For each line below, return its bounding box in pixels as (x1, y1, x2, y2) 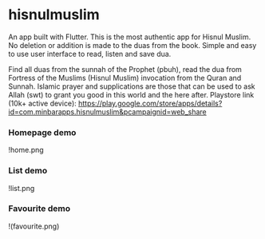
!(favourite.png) (8, 221, 60, 231)
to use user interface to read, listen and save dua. (8, 49, 172, 58)
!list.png (8, 183, 35, 193)
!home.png (8, 145, 44, 155)
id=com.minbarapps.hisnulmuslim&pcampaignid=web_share (8, 106, 208, 117)
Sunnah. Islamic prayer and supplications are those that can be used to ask (8, 82, 255, 91)
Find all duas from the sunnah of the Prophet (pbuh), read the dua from (8, 64, 242, 74)
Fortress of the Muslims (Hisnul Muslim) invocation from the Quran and (8, 73, 242, 82)
